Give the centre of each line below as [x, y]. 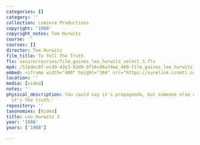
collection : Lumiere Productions [48, 23]
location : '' [22, 78]
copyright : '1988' [29, 28]
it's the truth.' [33, 100]
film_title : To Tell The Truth [45, 56]
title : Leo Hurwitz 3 [33, 116]
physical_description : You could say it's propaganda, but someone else [98, 94]
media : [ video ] [25, 84]
